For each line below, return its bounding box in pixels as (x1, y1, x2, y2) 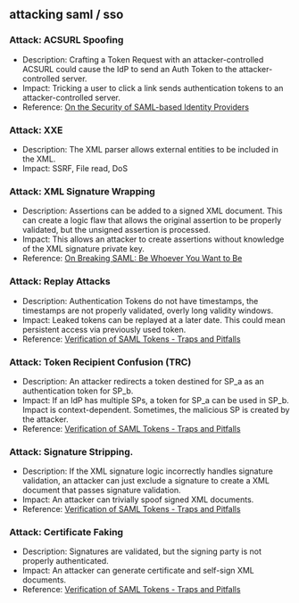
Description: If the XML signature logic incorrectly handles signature (21, 466, 274, 476)
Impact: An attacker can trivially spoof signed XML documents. (21, 494, 254, 505)
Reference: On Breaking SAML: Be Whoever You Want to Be (21, 253, 243, 264)
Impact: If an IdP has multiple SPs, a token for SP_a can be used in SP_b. (21, 394, 290, 405)
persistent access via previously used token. (21, 324, 187, 335)
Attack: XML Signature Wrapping (9, 185, 156, 197)
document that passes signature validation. (21, 485, 181, 496)
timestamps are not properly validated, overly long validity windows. (21, 305, 274, 316)
